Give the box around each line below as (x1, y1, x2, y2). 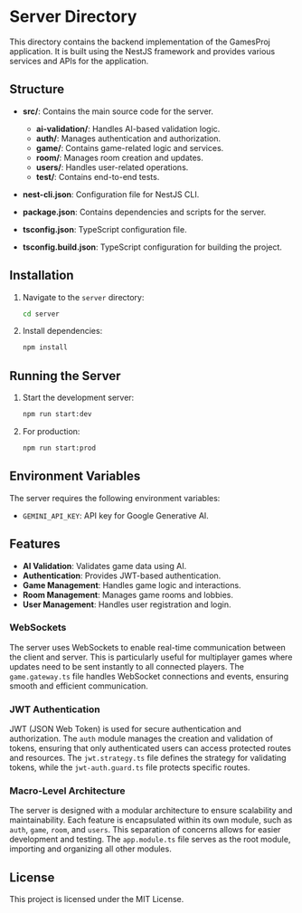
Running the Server (9, 368, 121, 384)
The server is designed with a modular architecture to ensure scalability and (9, 805, 293, 816)
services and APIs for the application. (9, 55, 149, 66)
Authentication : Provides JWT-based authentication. (22, 570, 222, 581)
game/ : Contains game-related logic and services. (35, 142, 224, 153)
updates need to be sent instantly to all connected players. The (9, 661, 244, 671)
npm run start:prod (22, 443, 97, 452)
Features (9, 537, 61, 552)
